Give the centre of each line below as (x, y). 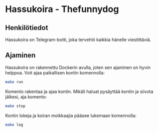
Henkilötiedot (27, 28)
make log (14, 124)
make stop (15, 106)
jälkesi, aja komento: (26, 96)
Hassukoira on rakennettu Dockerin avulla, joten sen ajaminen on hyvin (78, 67)
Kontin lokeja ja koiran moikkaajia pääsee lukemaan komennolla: (71, 115)
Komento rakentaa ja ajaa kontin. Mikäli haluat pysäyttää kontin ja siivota (79, 91)
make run (14, 82)
